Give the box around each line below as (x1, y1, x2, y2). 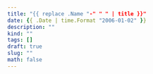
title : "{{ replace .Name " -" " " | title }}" (7, 10, 147, 18)
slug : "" (7, 50, 33, 57)
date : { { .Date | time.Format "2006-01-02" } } (7, 17, 147, 24)
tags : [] (7, 37, 33, 44)
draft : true (7, 43, 42, 50)
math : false (7, 56, 42, 63)
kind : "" (7, 30, 33, 37)
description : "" (7, 23, 55, 30)
